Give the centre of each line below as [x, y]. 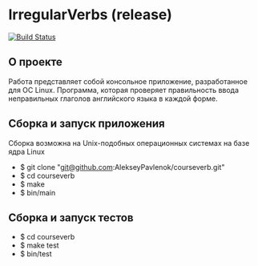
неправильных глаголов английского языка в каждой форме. [113, 99]
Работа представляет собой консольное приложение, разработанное [128, 81]
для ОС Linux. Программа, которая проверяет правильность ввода [123, 90]
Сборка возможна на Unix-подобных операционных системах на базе [129, 143]
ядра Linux [27, 151]
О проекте [35, 62]
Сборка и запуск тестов [71, 218]
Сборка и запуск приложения [87, 124]
